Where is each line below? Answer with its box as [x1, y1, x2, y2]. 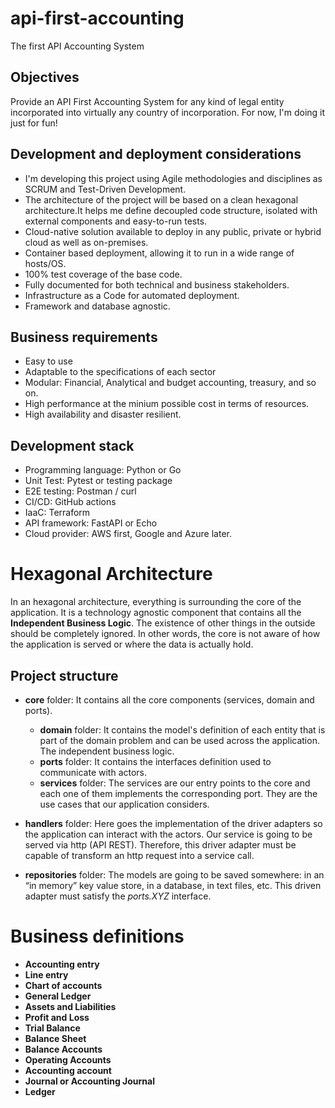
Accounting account [24, 1064, 112, 1076]
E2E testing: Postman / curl [24, 485, 137, 497]
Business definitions [10, 925, 185, 948]
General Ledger [24, 990, 92, 1002]
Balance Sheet [24, 1032, 87, 1044]
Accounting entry [24, 958, 100, 970]
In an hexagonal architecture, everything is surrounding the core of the [10, 596, 302, 608]
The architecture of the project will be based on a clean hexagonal [24, 193, 299, 206]
